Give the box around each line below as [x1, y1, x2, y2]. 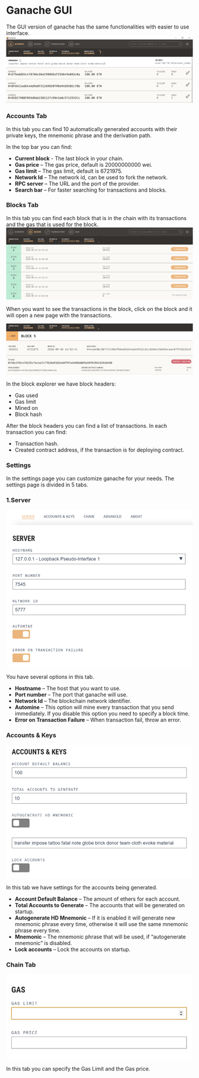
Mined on [14, 405, 38, 412]
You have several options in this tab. [6, 673, 95, 680]
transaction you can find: [6, 428, 67, 436]
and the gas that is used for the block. [6, 221, 99, 228]
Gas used [14, 392, 38, 399]
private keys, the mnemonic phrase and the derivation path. [6, 132, 152, 139]
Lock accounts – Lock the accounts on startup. [14, 946, 131, 953]
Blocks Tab [6, 201, 38, 209]
